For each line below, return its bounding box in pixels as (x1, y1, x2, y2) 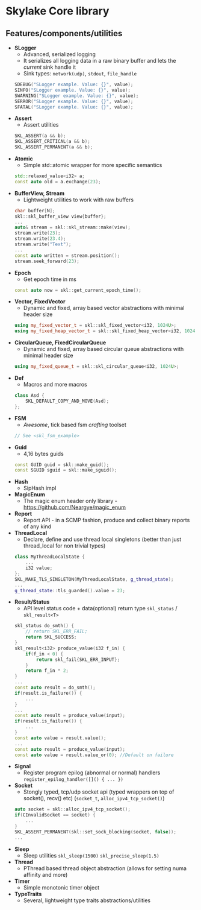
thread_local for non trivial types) (23, 542, 106, 549)
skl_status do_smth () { (14, 623, 75, 629)
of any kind (23, 523, 52, 530)
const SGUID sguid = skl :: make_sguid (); (14, 467, 117, 473)
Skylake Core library (5, 4, 110, 18)
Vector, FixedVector (14, 298, 66, 305)
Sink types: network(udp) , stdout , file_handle (23, 70, 137, 77)
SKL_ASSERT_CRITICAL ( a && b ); (14, 139, 91, 145)
